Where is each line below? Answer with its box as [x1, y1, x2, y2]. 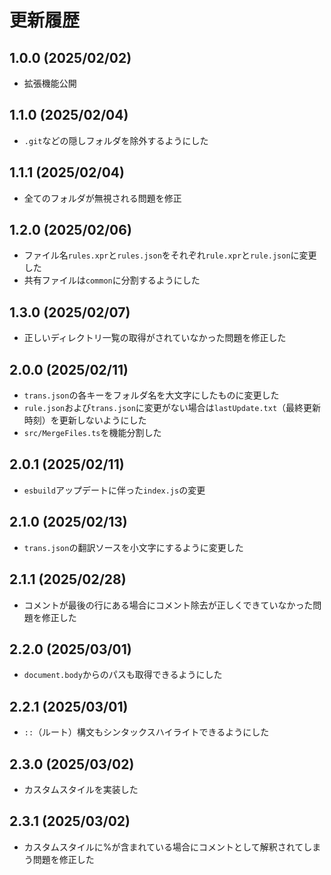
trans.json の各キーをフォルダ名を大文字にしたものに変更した [23, 389, 280, 401]
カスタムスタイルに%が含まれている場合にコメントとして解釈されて [23, 841, 304, 853]
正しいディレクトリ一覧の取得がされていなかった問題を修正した [23, 332, 287, 344]
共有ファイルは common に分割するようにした [23, 274, 201, 286]
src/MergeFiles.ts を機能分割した [23, 427, 162, 439]
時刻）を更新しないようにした [23, 414, 147, 426]
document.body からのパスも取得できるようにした [23, 669, 223, 681]
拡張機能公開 [23, 77, 77, 89]
